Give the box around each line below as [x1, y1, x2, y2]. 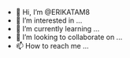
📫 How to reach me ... [15, 42, 89, 50]
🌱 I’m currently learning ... [15, 24, 100, 33]
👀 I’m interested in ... [15, 16, 83, 25]
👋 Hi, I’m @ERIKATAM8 [15, 8, 91, 16]
